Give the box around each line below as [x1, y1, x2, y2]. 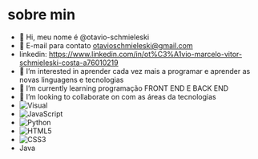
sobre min [7, 6, 76, 24]
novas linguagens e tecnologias [18, 75, 124, 84]
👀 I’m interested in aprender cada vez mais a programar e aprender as [18, 66, 251, 75]
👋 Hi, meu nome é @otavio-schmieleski [18, 32, 150, 42]
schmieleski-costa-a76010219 [18, 58, 119, 67]
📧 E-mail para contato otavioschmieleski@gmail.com [18, 40, 193, 50]
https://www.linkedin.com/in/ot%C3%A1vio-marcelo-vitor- [48, 49, 242, 59]
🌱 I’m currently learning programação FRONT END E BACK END [18, 83, 229, 93]
